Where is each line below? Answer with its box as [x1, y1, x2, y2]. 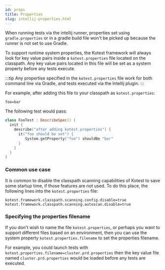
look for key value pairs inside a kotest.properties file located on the [5, 55, 146, 61]
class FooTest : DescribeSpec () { [5, 118, 76, 123]
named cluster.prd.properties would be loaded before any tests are [5, 255, 146, 261]
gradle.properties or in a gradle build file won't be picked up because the [5, 35, 156, 41]
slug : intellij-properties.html [5, 16, 71, 21]
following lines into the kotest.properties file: [5, 188, 99, 194]
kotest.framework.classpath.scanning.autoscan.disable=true [5, 202, 132, 207]
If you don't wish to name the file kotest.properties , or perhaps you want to [5, 224, 160, 230]
